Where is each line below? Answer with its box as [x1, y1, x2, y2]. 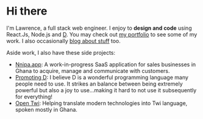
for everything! [15, 93, 53, 100]
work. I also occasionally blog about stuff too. [6, 37, 121, 44]
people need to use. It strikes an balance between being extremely [15, 80, 183, 87]
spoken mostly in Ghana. [15, 106, 78, 113]
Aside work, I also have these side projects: [6, 49, 116, 56]
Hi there [6, 4, 48, 18]
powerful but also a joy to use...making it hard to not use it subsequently [15, 86, 197, 93]
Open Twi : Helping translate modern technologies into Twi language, [15, 99, 188, 107]
